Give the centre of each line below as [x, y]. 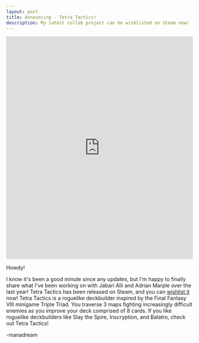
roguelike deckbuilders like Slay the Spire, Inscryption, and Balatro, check [96, 317]
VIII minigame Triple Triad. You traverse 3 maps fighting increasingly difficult [99, 304]
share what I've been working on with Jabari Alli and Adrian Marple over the [99, 285]
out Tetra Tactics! [28, 323]
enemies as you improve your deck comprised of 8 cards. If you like [89, 311]
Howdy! [16, 268]
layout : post [22, 12]
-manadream [22, 335]
